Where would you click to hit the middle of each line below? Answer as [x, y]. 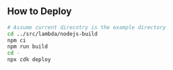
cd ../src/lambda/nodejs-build [52, 34]
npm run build [28, 47]
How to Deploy [40, 11]
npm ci [17, 40]
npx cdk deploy [29, 60]
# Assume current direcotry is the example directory [87, 27]
